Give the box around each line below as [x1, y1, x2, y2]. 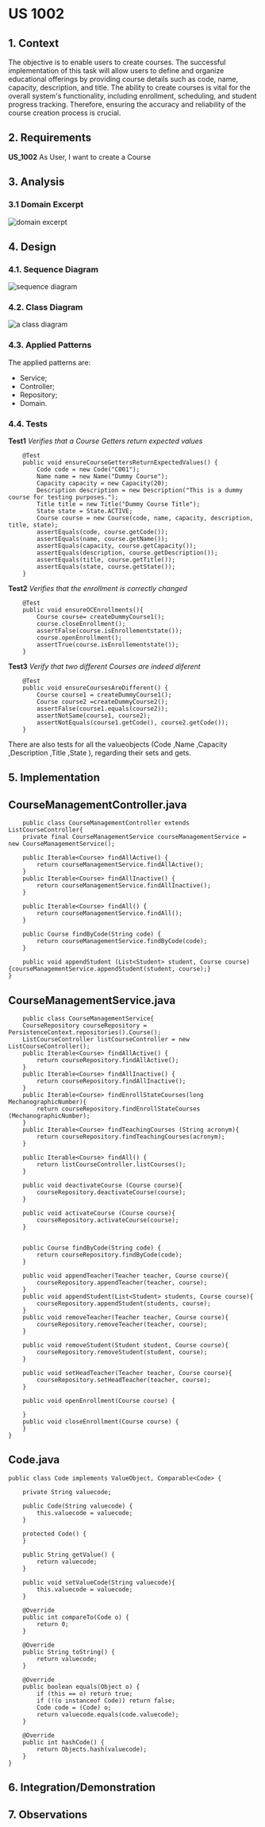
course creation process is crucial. [8, 108, 121, 118]
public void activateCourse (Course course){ [22, 1209, 176, 1218]
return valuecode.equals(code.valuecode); [36, 1710, 179, 1718]
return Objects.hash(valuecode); [36, 1745, 148, 1753]
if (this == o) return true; [36, 1690, 133, 1698]
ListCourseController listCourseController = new [22, 1036, 190, 1044]
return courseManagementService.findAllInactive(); [36, 882, 212, 890]
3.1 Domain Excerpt [8, 199, 84, 211]
